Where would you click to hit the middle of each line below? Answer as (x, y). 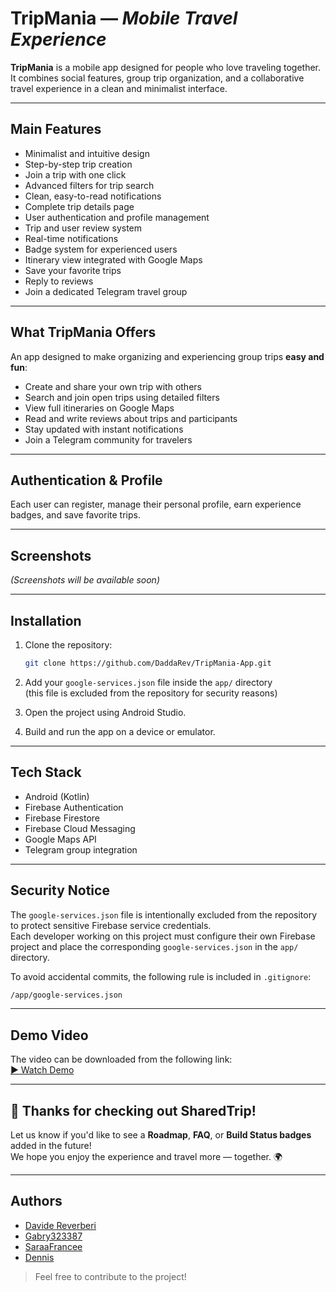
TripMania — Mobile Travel (124, 18)
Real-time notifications (71, 238)
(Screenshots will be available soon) (85, 580)
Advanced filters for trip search (89, 185)
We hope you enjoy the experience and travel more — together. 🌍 (146, 1156)
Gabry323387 (53, 1236)
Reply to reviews (59, 281)
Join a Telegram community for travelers (108, 439)
